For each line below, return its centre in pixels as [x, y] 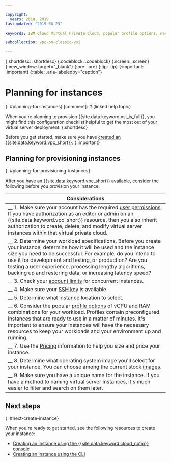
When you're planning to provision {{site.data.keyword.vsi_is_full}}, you [80, 117]
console [21, 449]
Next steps [23, 406]
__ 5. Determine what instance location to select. [66, 297]
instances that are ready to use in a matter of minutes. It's [77, 319]
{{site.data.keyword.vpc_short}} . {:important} [53, 142]
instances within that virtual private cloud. [58, 233]
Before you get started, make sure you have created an [63, 137]
